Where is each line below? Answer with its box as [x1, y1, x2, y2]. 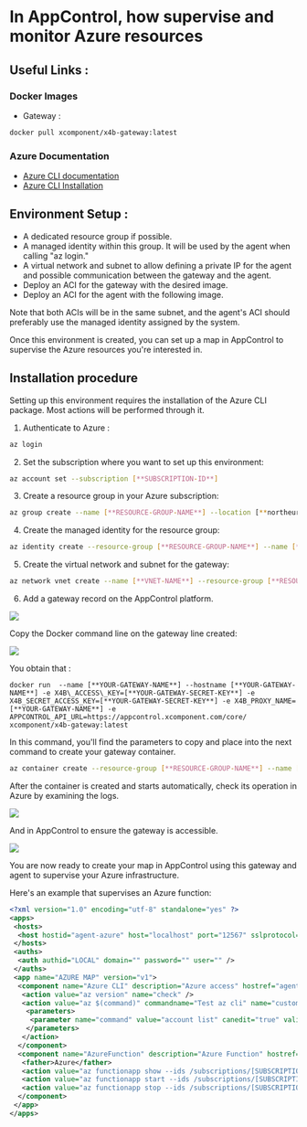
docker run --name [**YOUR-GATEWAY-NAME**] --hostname [9, 681, 227, 690]
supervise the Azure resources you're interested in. [9, 344, 203, 355]
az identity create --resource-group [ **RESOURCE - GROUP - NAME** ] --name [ [9, 542, 297, 552]
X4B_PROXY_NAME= [234, 696, 297, 706]
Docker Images [9, 90, 79, 102]
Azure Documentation [9, 149, 110, 162]
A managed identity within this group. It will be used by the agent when [22, 240, 291, 251]
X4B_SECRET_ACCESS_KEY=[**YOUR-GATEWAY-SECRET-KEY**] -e [9, 696, 231, 706]
